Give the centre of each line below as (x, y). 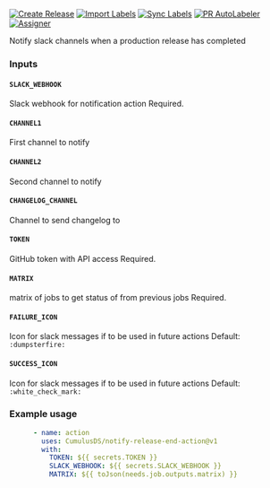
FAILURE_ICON (34, 317)
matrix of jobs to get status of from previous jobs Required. (118, 298)
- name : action (61, 432)
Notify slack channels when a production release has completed (127, 41)
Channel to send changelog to (65, 220)
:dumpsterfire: (38, 345)
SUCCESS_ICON (34, 363)
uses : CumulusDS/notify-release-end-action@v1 (130, 441)
